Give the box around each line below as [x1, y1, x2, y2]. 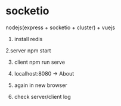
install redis [14, 35, 43, 42]
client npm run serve [14, 58, 66, 66]
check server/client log [14, 93, 71, 100]
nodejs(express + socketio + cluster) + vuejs [5, 24, 116, 31]
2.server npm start [5, 46, 51, 54]
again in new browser [14, 82, 67, 89]
